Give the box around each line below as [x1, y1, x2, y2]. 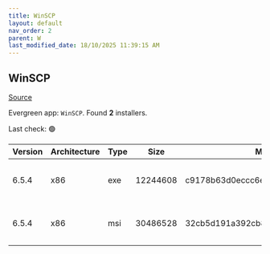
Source [8, 92, 32, 102]
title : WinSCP [8, 11, 56, 20]
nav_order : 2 [8, 26, 52, 34]
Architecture [51, 146, 100, 157]
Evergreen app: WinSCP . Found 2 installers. [8, 107, 148, 117]
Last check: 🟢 [8, 123, 56, 133]
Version [12, 146, 43, 157]
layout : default [8, 19, 63, 27]
